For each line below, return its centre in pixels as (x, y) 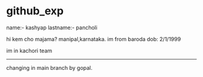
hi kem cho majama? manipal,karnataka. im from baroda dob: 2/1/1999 (94, 39)
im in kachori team (29, 50)
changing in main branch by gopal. (49, 67)
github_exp (35, 11)
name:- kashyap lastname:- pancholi (52, 27)
